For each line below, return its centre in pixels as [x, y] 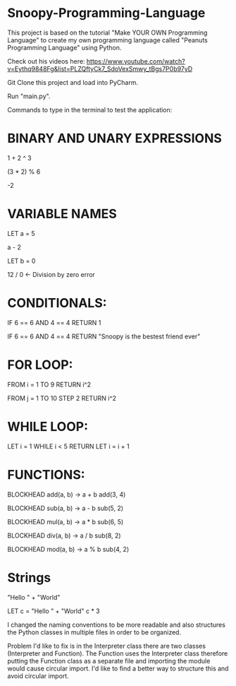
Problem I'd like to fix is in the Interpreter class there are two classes [107, 646]
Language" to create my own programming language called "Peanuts [107, 40]
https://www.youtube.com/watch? [136, 61]
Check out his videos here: [46, 61]
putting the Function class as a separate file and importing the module [109, 661]
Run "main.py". [29, 96]
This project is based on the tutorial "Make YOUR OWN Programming [107, 32]
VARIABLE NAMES [62, 214]
